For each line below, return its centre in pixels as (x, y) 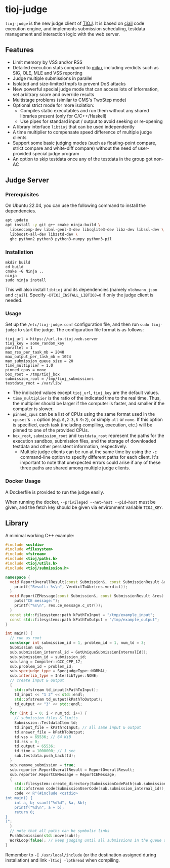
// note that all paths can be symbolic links (60, 831)
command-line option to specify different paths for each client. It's (89, 457)
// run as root (26, 638)
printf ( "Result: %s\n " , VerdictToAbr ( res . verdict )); (71, 587)
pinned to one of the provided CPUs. (51, 430)
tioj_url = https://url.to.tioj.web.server (52, 339)
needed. (14, 300)
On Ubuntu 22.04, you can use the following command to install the (75, 205)
